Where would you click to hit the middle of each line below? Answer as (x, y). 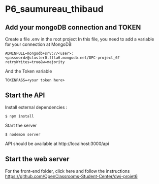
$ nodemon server (23, 134)
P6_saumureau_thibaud (54, 9)
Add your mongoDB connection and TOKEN (73, 27)
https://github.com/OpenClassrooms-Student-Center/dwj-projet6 (71, 176)
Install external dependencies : (36, 107)
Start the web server (37, 159)
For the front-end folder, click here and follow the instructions (67, 171)
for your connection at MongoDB (38, 44)
